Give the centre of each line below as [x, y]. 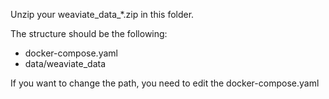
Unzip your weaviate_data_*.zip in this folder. [102, 14]
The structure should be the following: [89, 33]
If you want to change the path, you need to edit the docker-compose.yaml [165, 83]
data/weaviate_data [65, 63]
